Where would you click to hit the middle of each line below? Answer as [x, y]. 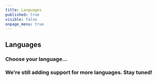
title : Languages [24, 10]
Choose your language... [36, 59]
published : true [22, 15]
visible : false [21, 19]
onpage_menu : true [25, 24]
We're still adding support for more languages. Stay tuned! [79, 72]
